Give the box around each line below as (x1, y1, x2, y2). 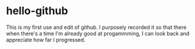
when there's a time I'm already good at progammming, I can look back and (6, 30, 190, 37)
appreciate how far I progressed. (6, 36, 85, 43)
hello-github (6, 4, 68, 18)
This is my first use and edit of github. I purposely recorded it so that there (6, 24, 187, 31)
